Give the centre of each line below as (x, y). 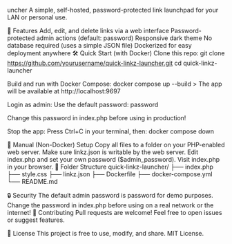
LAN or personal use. (37, 17)
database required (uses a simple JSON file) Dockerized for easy (99, 45)
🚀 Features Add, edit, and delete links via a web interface (88, 31)
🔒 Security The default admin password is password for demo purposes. (110, 195)
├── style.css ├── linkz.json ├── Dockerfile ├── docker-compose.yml (110, 174)
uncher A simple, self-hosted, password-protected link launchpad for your (113, 10)
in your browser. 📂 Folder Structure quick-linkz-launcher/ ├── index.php (110, 167)
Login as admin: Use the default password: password (83, 104)
